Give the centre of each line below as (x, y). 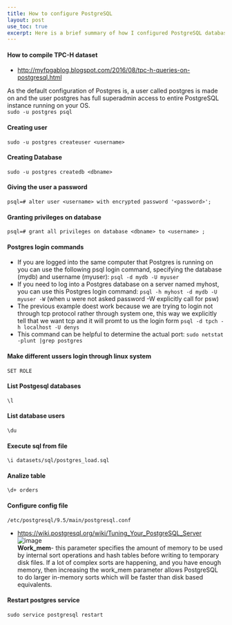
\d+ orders (23, 490)
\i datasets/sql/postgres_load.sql (58, 461)
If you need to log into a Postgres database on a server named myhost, (118, 285)
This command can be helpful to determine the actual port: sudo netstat (120, 334)
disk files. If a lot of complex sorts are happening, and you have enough (119, 562)
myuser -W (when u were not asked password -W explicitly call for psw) (118, 299)
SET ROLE (20, 371)
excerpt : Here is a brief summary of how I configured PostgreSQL (105, 33)
